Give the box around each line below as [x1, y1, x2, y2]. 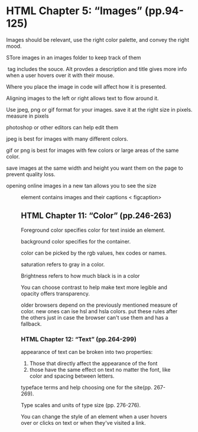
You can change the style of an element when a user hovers [21, 413, 167, 420]
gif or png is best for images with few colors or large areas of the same [6, 147, 179, 154]
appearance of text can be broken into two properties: [21, 349, 153, 356]
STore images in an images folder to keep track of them [6, 54, 141, 61]
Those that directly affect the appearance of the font [29, 360, 158, 367]
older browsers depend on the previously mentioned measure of [21, 301, 178, 308]
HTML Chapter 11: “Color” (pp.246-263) [21, 211, 172, 221]
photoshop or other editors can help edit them [6, 124, 118, 131]
